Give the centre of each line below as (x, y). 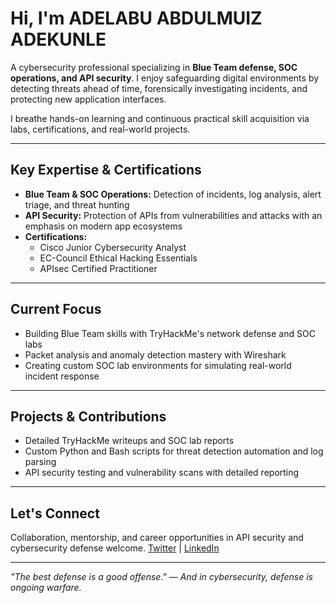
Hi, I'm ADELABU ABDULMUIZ (136, 18)
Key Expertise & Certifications (106, 170)
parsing (40, 462)
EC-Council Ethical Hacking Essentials (118, 258)
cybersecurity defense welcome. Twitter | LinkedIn (115, 548)
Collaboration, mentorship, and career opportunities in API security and (157, 538)
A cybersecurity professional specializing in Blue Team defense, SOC (154, 67)
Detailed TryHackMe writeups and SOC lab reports (129, 441)
